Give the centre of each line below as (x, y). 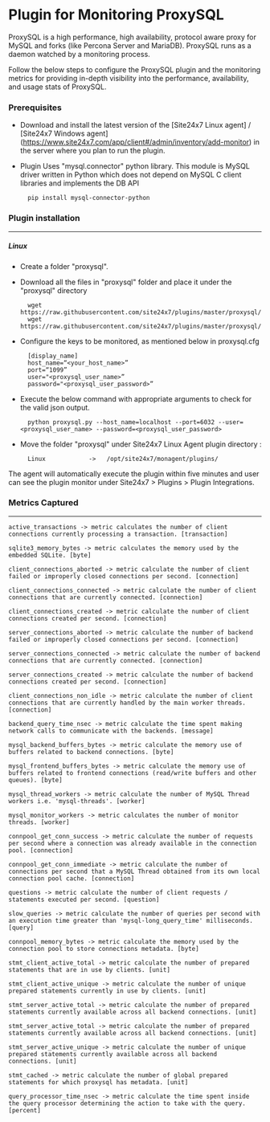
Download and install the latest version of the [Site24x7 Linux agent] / (135, 125)
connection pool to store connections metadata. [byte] (104, 949)
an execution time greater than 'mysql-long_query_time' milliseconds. (131, 920)
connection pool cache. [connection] (72, 878)
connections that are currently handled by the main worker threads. (127, 703)
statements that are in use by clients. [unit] (90, 969)
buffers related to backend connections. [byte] (91, 752)
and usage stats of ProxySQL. (57, 87)
